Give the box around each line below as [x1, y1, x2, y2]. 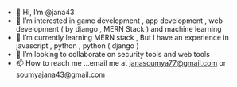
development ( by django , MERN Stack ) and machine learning [15, 25, 222, 33]
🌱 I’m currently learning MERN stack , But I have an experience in [15, 32, 229, 42]
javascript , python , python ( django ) [15, 41, 139, 51]
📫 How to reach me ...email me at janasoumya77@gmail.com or [15, 59, 227, 67]
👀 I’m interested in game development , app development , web [15, 16, 223, 25]
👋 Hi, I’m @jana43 [15, 8, 75, 17]
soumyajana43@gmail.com [15, 70, 106, 79]
